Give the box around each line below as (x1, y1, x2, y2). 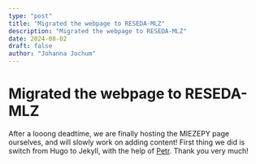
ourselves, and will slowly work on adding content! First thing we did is (8, 137, 245, 147)
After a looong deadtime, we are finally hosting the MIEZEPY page (8, 128, 230, 138)
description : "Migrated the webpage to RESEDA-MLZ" (8, 27, 187, 35)
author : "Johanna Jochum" (8, 50, 96, 58)
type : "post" (8, 11, 53, 20)
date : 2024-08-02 (8, 34, 67, 43)
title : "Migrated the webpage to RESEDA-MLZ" (8, 19, 165, 28)
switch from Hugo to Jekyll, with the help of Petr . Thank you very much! (8, 145, 249, 155)
